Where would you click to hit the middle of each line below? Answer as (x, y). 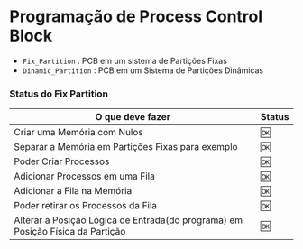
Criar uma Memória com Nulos (79, 133)
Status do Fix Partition (59, 94)
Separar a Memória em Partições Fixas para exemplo (126, 147)
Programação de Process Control (136, 17)
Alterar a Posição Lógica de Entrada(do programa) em (129, 220)
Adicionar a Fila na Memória (73, 191)
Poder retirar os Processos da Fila (86, 206)
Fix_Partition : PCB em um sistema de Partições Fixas (125, 60)
